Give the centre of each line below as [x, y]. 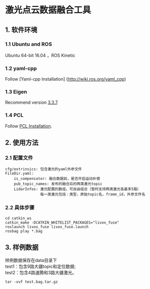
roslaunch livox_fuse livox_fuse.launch [47, 227]
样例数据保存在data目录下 [31, 260]
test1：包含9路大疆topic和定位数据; [40, 266]
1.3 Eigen [16, 92]
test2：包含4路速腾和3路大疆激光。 [41, 272]
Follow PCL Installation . [29, 126]
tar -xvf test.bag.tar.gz [31, 282]
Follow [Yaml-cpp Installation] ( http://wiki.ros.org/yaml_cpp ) [66, 79]
